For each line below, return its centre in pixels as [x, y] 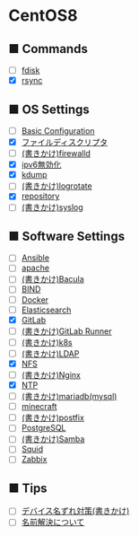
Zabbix [34, 460]
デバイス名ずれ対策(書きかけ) [75, 511]
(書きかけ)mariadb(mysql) [69, 397]
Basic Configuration [58, 130]
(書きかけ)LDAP [50, 353]
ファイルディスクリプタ [65, 142]
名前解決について [53, 523]
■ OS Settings [49, 109]
